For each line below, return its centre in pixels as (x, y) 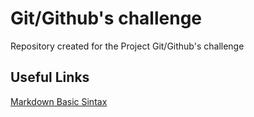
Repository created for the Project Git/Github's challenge (127, 46)
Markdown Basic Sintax (59, 101)
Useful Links (50, 77)
